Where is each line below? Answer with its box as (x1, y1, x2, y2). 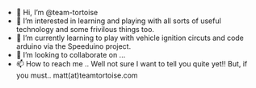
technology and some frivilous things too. (15, 25, 155, 34)
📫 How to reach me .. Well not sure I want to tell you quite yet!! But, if (15, 59, 248, 68)
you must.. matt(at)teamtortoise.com (15, 70, 139, 80)
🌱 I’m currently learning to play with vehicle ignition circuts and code (15, 33, 245, 42)
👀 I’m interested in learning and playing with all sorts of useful (15, 16, 222, 26)
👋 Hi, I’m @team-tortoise (15, 8, 99, 17)
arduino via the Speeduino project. (15, 42, 132, 51)
